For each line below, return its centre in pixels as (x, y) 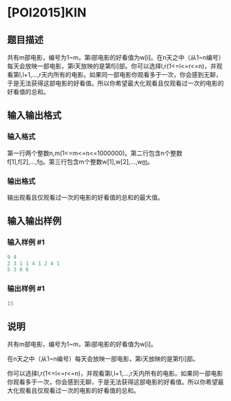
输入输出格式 (34, 116)
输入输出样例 (34, 221)
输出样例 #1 (26, 288)
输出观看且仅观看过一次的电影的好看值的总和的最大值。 (85, 197)
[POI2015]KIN (47, 13)
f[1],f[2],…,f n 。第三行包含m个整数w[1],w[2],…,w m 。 (80, 161)
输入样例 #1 (26, 242)
